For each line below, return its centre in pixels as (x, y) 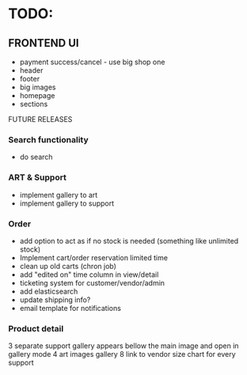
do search (36, 157)
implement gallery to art (59, 195)
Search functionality (48, 139)
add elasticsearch (49, 291)
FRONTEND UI (44, 43)
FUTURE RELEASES (40, 119)
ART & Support (38, 177)
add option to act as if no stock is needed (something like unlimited (129, 241)
